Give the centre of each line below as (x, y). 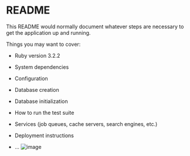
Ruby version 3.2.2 (37, 55)
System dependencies (42, 67)
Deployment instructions (44, 135)
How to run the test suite (44, 112)
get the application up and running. (48, 32)
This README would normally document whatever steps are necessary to (95, 26)
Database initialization (41, 101)
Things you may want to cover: (43, 44)
